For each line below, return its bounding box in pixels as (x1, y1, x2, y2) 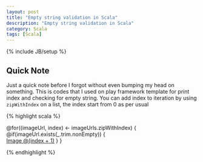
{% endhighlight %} (6, 149, 56, 156)
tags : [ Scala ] (6, 31, 42, 37)
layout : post (6, 8, 39, 15)
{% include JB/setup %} (6, 48, 67, 55)
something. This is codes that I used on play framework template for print (6, 88, 190, 95)
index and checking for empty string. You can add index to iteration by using (6, 94, 197, 102)
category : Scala (6, 25, 47, 32)
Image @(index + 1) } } (6, 137, 62, 144)
